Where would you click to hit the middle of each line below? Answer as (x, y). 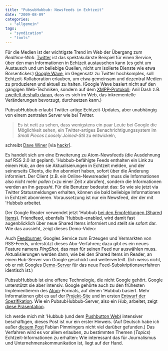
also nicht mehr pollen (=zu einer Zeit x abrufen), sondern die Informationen (83, 182)
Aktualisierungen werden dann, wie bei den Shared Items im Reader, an (79, 254)
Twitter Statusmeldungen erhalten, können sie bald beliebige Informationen (83, 192)
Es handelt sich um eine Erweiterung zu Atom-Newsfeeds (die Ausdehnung (83, 155)
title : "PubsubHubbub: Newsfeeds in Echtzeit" (54, 10)
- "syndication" (26, 33)
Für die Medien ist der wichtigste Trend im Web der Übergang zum (74, 52)
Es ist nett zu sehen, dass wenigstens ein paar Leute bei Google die (87, 125)
